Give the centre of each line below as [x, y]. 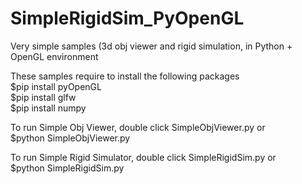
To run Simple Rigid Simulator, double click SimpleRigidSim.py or [143, 157]
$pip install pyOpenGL [56, 86]
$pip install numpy [48, 108]
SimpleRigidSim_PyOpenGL [127, 18]
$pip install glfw [43, 97]
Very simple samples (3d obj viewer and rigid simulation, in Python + [151, 46]
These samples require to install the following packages [125, 76]
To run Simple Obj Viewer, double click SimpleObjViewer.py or [138, 127]
